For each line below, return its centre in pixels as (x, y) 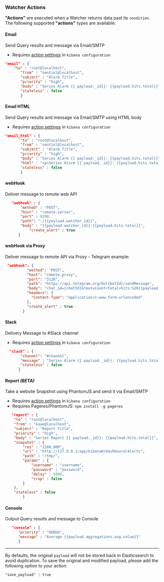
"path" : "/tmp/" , (41, 456)
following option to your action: (36, 565)
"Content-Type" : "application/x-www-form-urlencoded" (87, 298)
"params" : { (36, 461)
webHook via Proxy (25, 246)
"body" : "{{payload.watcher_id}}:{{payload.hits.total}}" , (83, 226)
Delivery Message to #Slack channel (42, 333)
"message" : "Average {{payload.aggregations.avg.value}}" (79, 537)
